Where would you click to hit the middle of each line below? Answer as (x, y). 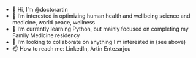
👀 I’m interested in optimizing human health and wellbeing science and (101, 16)
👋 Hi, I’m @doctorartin (40, 9)
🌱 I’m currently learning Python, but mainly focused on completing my (100, 29)
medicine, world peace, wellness (54, 22)
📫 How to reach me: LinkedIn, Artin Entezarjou (71, 49)
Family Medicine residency (46, 35)
